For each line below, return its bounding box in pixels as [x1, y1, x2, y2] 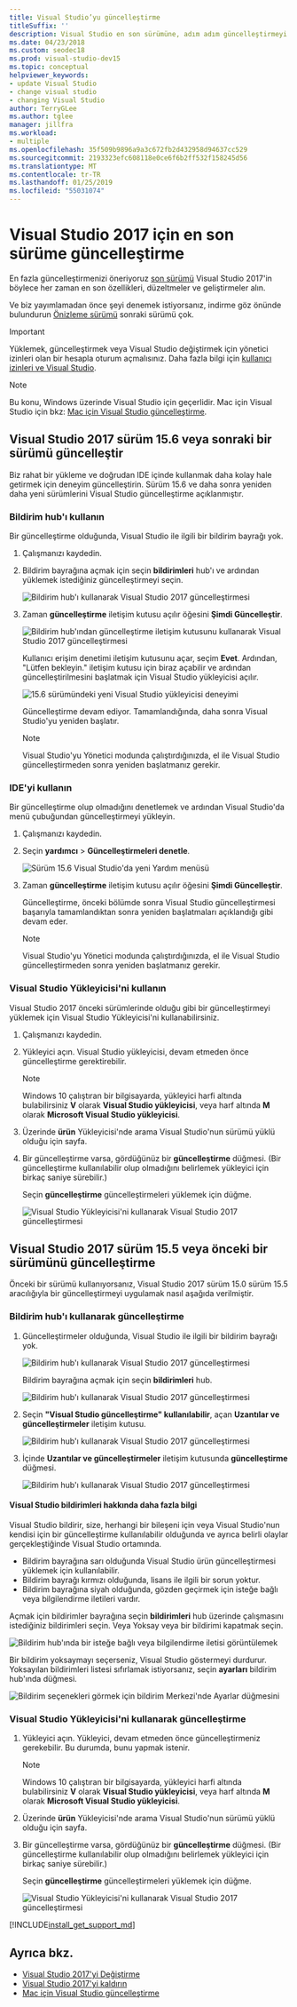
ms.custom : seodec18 [9, 46, 86, 55]
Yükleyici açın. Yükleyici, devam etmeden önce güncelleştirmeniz [21, 1733, 261, 1744]
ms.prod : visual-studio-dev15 [9, 54, 121, 63]
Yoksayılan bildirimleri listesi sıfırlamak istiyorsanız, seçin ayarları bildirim [9, 1663, 277, 1675]
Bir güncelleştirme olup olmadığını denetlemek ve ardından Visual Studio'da [9, 801, 285, 813]
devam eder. [21, 916, 68, 927]
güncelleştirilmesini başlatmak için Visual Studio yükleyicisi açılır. [21, 672, 259, 682]
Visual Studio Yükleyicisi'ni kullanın [9, 983, 167, 995]
